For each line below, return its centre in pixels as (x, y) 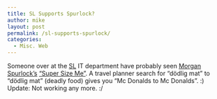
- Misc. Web (31, 46)
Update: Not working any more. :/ (55, 88)
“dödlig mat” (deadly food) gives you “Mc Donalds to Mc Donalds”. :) (106, 81)
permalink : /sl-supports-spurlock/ (59, 33)
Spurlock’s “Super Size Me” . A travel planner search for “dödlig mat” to (109, 73)
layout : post (26, 26)
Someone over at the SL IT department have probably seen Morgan (104, 66)
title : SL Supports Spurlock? (51, 14)
